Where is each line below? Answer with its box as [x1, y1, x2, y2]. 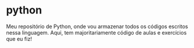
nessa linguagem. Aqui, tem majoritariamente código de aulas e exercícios [6, 29, 187, 36]
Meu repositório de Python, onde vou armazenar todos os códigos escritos [6, 23, 189, 30]
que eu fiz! [6, 35, 32, 42]
